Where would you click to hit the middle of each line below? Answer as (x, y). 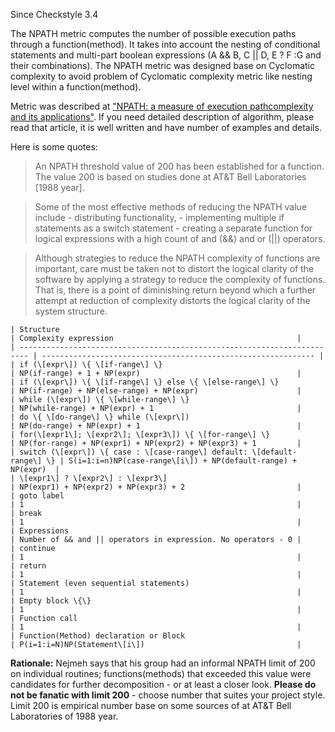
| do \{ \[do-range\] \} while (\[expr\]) (100, 417)
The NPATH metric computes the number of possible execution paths (153, 33)
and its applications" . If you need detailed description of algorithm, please (162, 117)
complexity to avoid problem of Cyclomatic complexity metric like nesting (161, 76)
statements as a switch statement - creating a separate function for (173, 228)
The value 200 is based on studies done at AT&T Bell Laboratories (170, 177)
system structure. (71, 311)
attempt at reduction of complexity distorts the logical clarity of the (172, 300)
